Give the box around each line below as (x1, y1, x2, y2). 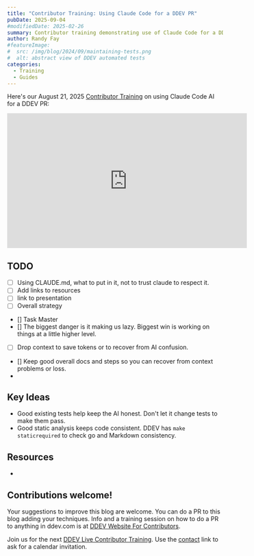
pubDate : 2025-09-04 (7, 16, 66, 23)
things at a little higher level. (16, 330, 97, 338)
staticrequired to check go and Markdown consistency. (16, 431, 177, 440)
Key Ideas (7, 391, 50, 403)
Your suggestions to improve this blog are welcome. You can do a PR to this (7, 507, 220, 516)
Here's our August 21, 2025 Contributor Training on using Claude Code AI (7, 92, 215, 101)
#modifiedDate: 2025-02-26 (7, 23, 84, 29)
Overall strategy (16, 302, 63, 310)
